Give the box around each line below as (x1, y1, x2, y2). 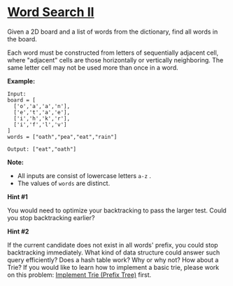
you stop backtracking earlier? (7, 213, 95, 222)
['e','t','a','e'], (13, 109, 71, 116)
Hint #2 (7, 227, 29, 236)
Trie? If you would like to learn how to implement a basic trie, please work (7, 263, 219, 271)
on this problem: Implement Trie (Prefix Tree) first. (7, 271, 152, 279)
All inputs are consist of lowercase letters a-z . (17, 171, 152, 179)
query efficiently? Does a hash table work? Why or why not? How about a (7, 255, 219, 264)
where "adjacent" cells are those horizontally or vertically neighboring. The (7, 55, 224, 64)
